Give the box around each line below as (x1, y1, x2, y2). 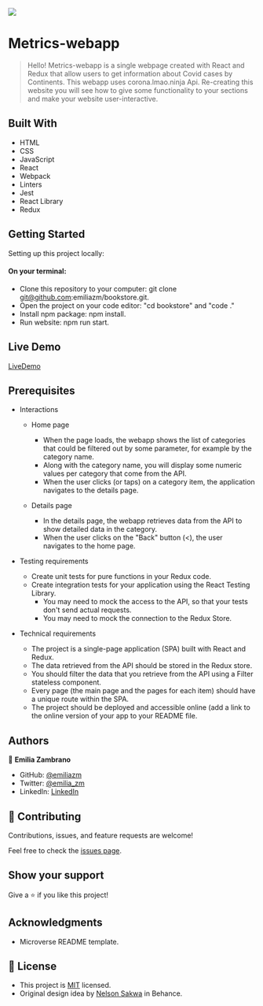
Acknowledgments (8, 916, 104, 930)
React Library (19, 196, 64, 206)
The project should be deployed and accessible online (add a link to (31, 703, 251, 712)
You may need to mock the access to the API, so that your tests (42, 597, 249, 607)
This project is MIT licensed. (19, 981, 111, 990)
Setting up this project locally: (8, 248, 104, 258)
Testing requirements (19, 556, 89, 566)
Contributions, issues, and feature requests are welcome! (8, 831, 194, 841)
